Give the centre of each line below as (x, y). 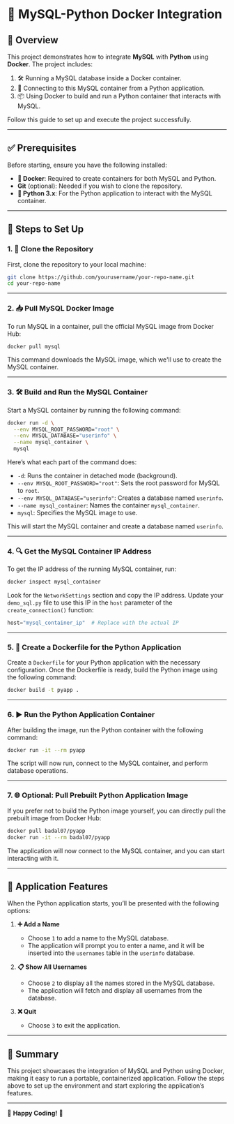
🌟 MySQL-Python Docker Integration (115, 14)
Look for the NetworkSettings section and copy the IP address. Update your (116, 596)
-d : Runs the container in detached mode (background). (97, 476)
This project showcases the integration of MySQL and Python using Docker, (116, 1071)
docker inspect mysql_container (54, 582)
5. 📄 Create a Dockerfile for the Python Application (94, 647)
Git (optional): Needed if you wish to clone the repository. (100, 186)
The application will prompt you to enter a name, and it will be (116, 946)
